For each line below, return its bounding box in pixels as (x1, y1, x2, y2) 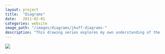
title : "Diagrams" (5, 12, 45, 17)
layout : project (5, 7, 39, 12)
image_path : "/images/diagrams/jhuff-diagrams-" (5, 26, 107, 30)
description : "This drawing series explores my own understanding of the (5, 30, 161, 35)
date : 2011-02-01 (5, 16, 45, 21)
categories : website (5, 21, 48, 26)
